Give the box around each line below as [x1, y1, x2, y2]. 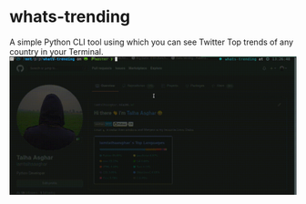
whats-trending [9, 6, 130, 27]
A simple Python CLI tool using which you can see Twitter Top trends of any [9, 36, 294, 47]
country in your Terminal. [9, 46, 104, 56]
